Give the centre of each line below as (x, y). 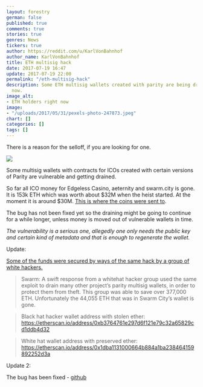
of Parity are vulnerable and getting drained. (61, 177)
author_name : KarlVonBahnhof (43, 57)
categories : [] (25, 125)
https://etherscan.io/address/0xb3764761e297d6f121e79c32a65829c (108, 323)
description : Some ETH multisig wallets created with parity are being (98, 85)
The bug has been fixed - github (46, 377)
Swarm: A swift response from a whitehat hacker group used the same (109, 279)
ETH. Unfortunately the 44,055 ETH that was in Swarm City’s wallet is (108, 298)
